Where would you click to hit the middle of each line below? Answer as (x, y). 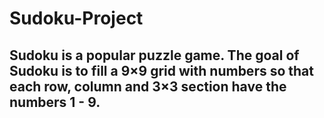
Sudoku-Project (76, 18)
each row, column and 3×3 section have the (148, 86)
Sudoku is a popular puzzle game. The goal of (154, 55)
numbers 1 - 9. (55, 102)
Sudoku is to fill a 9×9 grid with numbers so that (161, 70)
